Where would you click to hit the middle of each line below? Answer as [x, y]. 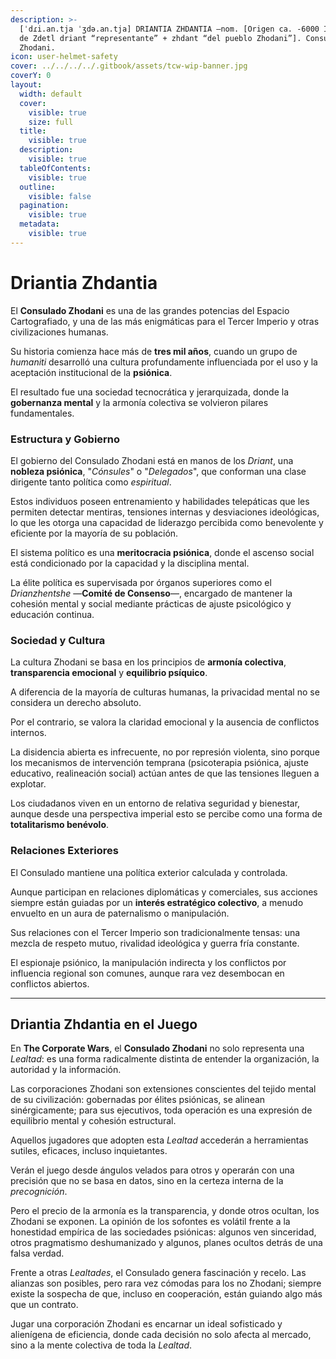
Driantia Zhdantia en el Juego [104, 1024]
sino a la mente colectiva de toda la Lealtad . [101, 1345]
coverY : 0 [31, 76]
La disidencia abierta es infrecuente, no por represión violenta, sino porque [165, 752]
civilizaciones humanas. [59, 332]
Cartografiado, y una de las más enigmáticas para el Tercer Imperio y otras [165, 321]
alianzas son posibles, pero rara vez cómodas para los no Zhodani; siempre [166, 1283]
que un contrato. [44, 1305]
